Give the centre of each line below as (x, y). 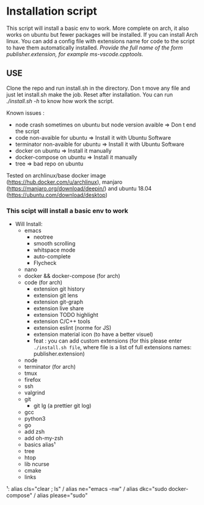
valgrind (35, 393)
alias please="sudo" (62, 495)
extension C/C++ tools (62, 321)
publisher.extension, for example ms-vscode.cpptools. (75, 54)
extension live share (59, 308)
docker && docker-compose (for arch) (72, 276)
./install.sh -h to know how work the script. (60, 101)
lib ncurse (37, 464)
